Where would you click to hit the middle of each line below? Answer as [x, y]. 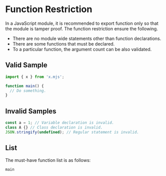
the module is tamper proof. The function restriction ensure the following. [82, 28]
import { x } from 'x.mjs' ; [35, 77]
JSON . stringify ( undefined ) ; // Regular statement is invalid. [72, 132]
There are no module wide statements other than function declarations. [87, 38]
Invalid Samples [31, 111]
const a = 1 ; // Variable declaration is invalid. [60, 123]
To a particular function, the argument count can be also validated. [82, 49]
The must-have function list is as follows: [48, 160]
